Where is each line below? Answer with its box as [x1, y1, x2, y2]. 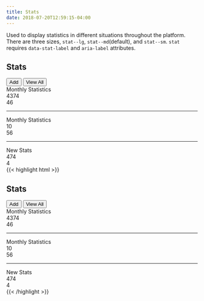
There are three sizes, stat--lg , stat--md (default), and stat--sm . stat [6, 38, 180, 45]
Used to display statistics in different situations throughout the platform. [6, 31, 186, 38]
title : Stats [6, 9, 39, 15]
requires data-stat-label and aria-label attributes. [6, 44, 136, 52]
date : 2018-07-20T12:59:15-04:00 [6, 15, 91, 21]
